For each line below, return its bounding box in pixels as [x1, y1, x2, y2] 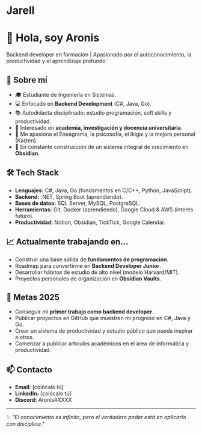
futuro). [14, 212, 34, 219]
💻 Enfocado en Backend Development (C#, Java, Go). [14, 100, 151, 107]
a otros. [14, 334, 34, 341]
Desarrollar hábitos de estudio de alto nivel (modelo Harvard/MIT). [14, 268, 180, 276]
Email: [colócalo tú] [14, 384, 64, 391]
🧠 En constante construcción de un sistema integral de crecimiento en [14, 143, 189, 150]
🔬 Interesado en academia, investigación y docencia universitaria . [14, 124, 183, 131]
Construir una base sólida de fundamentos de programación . [14, 256, 169, 263]
